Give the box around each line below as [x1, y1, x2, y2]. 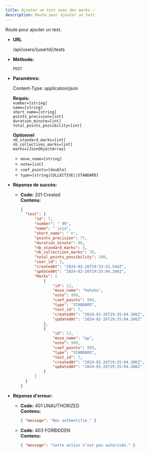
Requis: [12, 95, 30, 101]
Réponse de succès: [12, 182, 57, 188]
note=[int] [20, 162, 44, 167]
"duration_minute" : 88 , [34, 240, 86, 245]
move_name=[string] [20, 156, 62, 162]
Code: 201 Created [20, 191, 60, 198]
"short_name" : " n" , [34, 230, 78, 236]
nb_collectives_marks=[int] [12, 142, 73, 147]
